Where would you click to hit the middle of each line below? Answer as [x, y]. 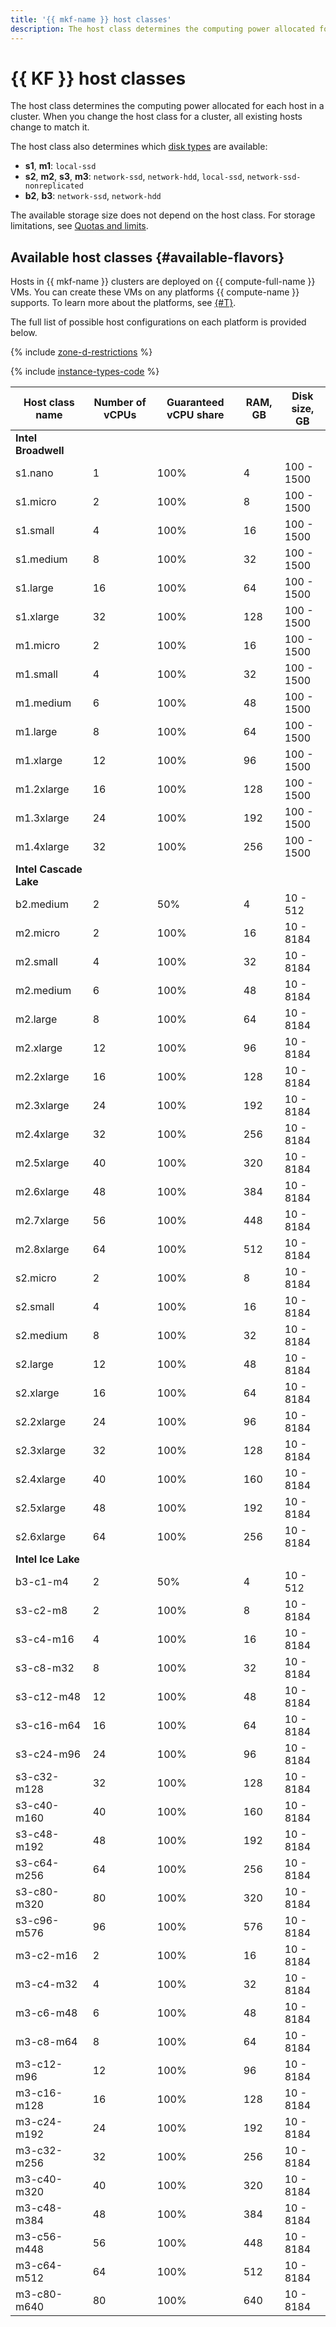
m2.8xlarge [42, 1249]
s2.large [34, 1364]
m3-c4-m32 [46, 1984]
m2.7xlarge [42, 1221]
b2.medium [42, 904]
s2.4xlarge [40, 1479]
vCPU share [195, 415]
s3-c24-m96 [48, 1754]
